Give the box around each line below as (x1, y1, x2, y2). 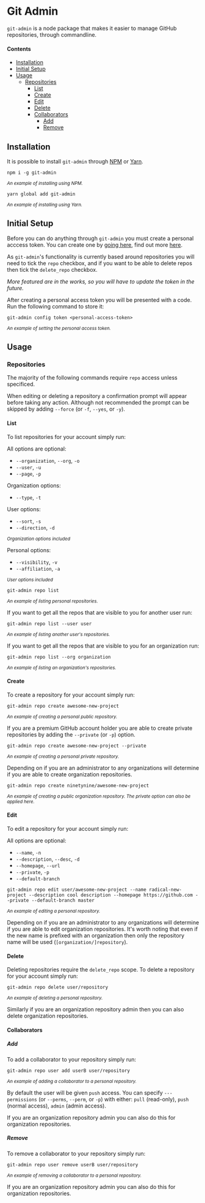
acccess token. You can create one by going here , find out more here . (7, 241, 183, 249)
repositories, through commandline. (7, 31, 97, 38)
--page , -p (15, 470, 41, 477)
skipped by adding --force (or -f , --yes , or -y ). (7, 405, 126, 413)
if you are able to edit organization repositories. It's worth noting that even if (7, 926, 198, 933)
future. (7, 284, 24, 291)
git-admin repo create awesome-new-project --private (7, 743, 147, 749)
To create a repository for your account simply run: (7, 691, 135, 699)
